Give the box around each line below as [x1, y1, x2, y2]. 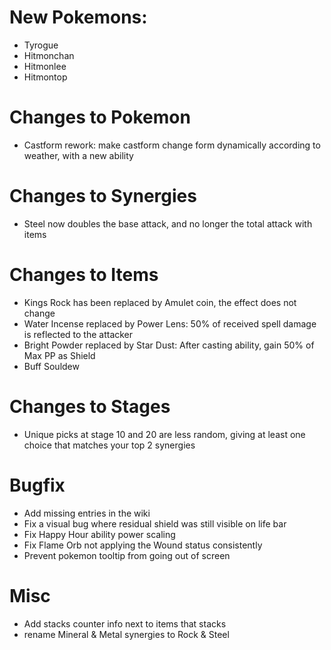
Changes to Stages [9, 395, 171, 418]
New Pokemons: [9, 6, 148, 29]
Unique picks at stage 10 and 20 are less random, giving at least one [23, 428, 306, 440]
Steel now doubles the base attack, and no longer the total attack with [23, 217, 313, 230]
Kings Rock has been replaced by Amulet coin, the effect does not [23, 296, 297, 308]
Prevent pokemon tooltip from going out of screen [23, 549, 231, 561]
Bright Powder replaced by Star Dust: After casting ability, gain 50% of [23, 339, 315, 351]
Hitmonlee [23, 60, 67, 72]
